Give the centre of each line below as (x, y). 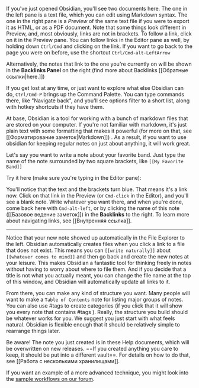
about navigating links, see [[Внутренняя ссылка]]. (69, 221)
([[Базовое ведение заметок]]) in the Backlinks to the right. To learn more (98, 214)
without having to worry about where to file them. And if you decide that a (96, 269)
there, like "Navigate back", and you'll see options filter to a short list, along (98, 101)
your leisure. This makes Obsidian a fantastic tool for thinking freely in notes (99, 263)
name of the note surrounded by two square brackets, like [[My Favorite (95, 161)
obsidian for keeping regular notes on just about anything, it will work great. (98, 143)
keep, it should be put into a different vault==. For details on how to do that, (98, 355)
